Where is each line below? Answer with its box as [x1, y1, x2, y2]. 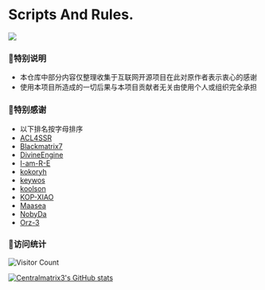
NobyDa [19, 209, 47, 218]
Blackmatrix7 [19, 141, 63, 151]
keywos [19, 175, 45, 185]
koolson [19, 183, 46, 193]
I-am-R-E [19, 158, 51, 168]
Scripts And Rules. [8, 6, 134, 24]
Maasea [19, 201, 46, 210]
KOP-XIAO [19, 192, 54, 202]
